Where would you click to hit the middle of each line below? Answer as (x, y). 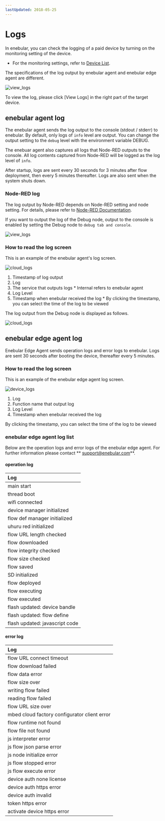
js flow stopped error (32, 763)
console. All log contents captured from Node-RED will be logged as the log (82, 155)
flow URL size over (29, 706)
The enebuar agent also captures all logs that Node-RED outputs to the (78, 150)
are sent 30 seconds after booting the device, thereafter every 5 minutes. (80, 356)
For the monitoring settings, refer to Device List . (61, 63)
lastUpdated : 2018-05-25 (31, 10)
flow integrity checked (34, 550)
